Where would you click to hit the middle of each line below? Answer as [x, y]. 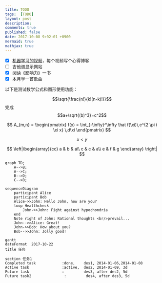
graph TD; [15, 163]
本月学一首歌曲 [27, 79]
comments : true [20, 28]
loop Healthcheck [31, 206]
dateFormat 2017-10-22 [29, 244]
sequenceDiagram [21, 189]
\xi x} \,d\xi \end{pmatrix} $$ [82, 130]
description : [18, 23]
